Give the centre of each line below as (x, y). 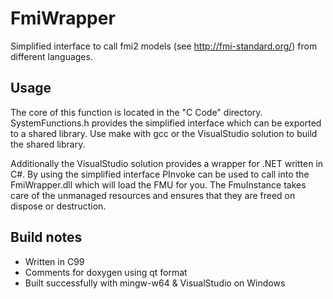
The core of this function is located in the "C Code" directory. (136, 112)
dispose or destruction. (58, 206)
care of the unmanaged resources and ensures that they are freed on (153, 195)
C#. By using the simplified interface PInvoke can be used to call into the (160, 174)
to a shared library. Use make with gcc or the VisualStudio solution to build (164, 133)
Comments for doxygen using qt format (106, 272)
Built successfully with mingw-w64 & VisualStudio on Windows (155, 283)
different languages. (51, 56)
